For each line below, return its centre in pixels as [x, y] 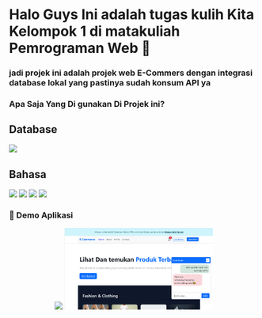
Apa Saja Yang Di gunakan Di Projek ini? [87, 104]
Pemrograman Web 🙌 [80, 48]
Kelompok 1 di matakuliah [95, 31]
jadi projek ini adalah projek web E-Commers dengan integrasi [131, 73]
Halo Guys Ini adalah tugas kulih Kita [132, 15]
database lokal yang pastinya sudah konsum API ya [110, 83]
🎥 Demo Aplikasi [41, 215]
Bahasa [28, 174]
